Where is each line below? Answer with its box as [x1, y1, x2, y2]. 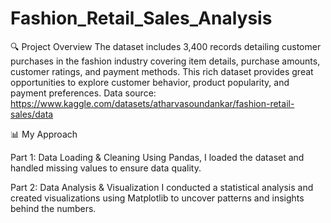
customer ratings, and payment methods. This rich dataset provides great [10, 65, 314, 77]
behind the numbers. [10, 202, 97, 214]
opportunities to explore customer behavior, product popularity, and [10, 76, 290, 88]
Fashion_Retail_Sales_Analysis [10, 7, 273, 30]
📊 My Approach [10, 128, 78, 140]
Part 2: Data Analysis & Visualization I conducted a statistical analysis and [10, 181, 314, 193]
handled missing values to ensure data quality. [10, 162, 202, 174]
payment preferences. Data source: [10, 87, 157, 99]
